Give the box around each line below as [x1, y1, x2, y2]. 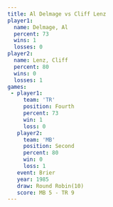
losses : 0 [14, 43, 43, 51]
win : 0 [23, 156, 43, 164]
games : [7, 83, 27, 90]
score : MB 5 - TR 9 [16, 189, 75, 196]
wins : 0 [14, 70, 37, 77]
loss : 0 [23, 122, 46, 130]
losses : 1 [14, 76, 43, 84]
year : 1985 [16, 176, 50, 183]
